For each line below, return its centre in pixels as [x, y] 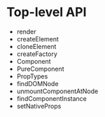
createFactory [37, 54]
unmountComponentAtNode [57, 91]
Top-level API [47, 12]
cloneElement [36, 46]
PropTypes [32, 76]
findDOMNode [37, 83]
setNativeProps [39, 106]
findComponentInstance [51, 98]
